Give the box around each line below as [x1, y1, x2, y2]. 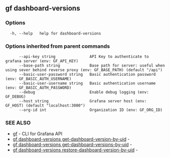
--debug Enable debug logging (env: [18, 89, 149, 94]
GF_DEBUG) [5, 94, 26, 99]
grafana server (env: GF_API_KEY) [5, 58, 79, 64]
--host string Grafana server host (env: [18, 99, 147, 104]
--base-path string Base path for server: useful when [18, 63, 165, 68]
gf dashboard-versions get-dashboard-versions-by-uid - [12, 142, 132, 148]
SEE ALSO [5, 119, 31, 126]
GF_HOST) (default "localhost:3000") [5, 103, 86, 108]
